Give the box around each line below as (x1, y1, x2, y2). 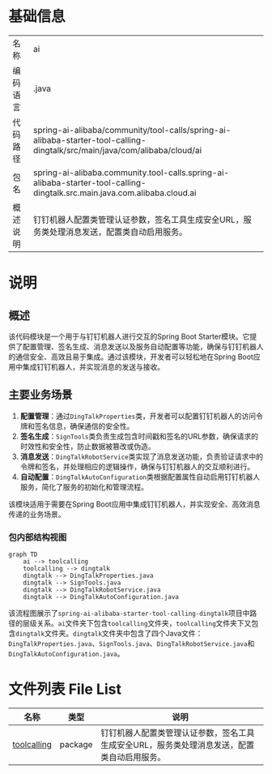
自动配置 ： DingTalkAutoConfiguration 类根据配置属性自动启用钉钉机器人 (19, 472, 261, 481)
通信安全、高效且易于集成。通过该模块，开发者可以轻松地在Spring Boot (15, 352, 253, 361)
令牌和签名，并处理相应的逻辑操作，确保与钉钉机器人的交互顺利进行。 (19, 461, 255, 471)
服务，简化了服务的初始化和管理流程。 (19, 481, 148, 491)
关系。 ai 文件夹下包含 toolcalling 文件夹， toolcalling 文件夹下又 (36, 618, 252, 628)
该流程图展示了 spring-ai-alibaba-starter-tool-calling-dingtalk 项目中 (8, 609, 250, 618)
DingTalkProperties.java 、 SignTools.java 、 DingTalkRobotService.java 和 (8, 639, 255, 648)
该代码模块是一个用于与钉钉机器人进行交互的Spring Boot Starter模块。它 (8, 331, 250, 341)
